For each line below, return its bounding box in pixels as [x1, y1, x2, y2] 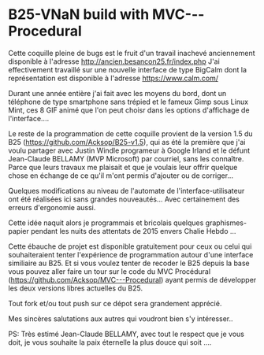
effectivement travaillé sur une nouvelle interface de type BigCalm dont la [8, 65, 247, 74]
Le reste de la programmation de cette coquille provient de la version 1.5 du [8, 128, 254, 139]
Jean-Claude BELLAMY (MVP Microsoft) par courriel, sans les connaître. [8, 153, 244, 163]
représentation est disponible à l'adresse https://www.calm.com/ [8, 73, 219, 83]
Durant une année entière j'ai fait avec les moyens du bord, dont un [8, 88, 227, 98]
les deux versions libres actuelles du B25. [8, 283, 143, 293]
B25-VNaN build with [8, 6, 150, 24]
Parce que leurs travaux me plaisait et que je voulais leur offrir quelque [8, 162, 238, 172]
